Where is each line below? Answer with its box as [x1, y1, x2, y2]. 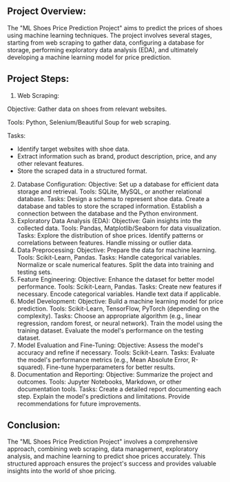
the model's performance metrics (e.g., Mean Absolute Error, [17, 355, 191, 364]
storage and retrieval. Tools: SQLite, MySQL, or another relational [17, 187, 202, 196]
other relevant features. [17, 159, 84, 167]
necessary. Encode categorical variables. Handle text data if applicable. [17, 289, 221, 298]
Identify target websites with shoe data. [17, 145, 129, 153]
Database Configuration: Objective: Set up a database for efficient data [17, 180, 219, 188]
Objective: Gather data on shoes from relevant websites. [7, 105, 167, 113]
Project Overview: [7, 6, 86, 17]
